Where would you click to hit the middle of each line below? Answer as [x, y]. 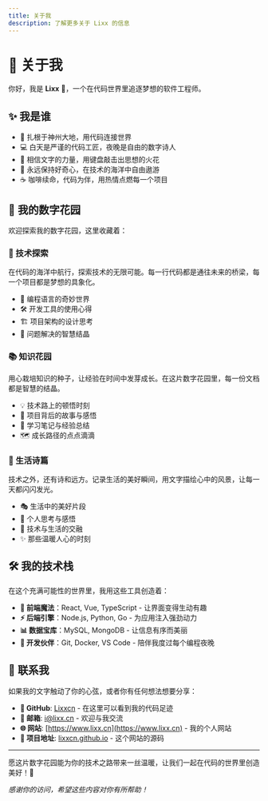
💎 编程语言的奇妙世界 [55, 299]
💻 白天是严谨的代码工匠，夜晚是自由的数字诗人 [98, 147]
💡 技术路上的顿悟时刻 [55, 405]
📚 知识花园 [30, 357]
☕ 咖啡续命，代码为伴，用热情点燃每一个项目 [94, 180]
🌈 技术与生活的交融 [51, 528]
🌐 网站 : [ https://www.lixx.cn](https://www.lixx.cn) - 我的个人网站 [126, 727]
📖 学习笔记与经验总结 [55, 425]
